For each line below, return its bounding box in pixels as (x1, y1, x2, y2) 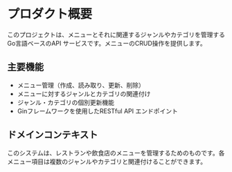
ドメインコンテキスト (7, 129, 98, 141)
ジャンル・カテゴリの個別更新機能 (17, 98, 115, 106)
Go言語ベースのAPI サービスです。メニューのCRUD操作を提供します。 (7, 39, 206, 47)
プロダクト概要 (7, 6, 93, 22)
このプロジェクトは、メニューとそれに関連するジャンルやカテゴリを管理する (7, 30, 225, 39)
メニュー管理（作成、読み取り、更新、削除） (17, 81, 145, 89)
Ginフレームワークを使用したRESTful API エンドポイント (17, 106, 178, 115)
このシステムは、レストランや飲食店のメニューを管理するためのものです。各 (7, 149, 225, 157)
